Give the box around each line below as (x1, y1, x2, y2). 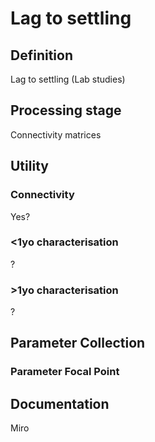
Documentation (10, 395, 110, 412)
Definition (10, 47, 73, 64)
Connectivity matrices (10, 128, 102, 141)
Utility (10, 158, 49, 175)
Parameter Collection (10, 335, 146, 352)
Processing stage (10, 102, 122, 119)
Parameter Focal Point (10, 365, 120, 379)
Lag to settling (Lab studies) (10, 73, 126, 85)
